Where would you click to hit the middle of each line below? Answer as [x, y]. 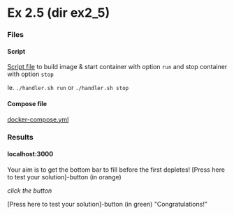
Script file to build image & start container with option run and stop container [117, 67]
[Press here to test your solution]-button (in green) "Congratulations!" [108, 204]
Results [20, 138]
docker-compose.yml [38, 119]
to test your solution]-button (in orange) [65, 177]
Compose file [27, 103]
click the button [30, 191]
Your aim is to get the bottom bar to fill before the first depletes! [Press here [116, 170]
